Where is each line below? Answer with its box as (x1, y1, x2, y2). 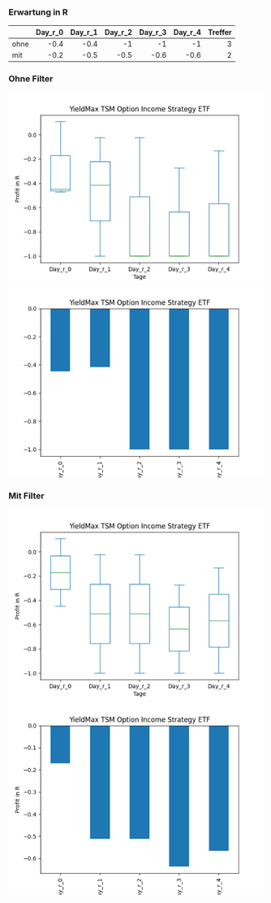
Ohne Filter (8, 72, 54, 84)
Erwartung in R (8, 7, 68, 18)
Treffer (208, 27, 233, 37)
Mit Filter (8, 490, 45, 501)
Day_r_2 (104, 27, 132, 37)
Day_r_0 (36, 27, 63, 37)
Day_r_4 (173, 27, 201, 37)
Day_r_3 (139, 27, 167, 37)
